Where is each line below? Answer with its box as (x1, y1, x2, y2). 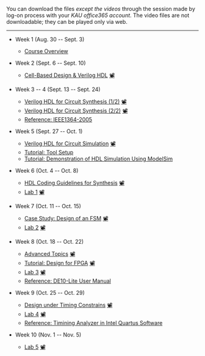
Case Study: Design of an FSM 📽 (24, 215, 109, 222)
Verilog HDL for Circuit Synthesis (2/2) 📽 (24, 107, 128, 114)
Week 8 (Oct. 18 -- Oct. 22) (15, 238, 84, 245)
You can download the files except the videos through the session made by (6, 5, 195, 12)
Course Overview (24, 48, 68, 54)
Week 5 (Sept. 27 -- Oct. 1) (15, 128, 83, 135)
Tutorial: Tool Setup (24, 149, 74, 156)
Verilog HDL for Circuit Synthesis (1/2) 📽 (24, 98, 127, 105)
